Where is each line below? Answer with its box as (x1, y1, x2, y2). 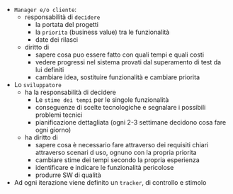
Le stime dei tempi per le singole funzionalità (35, 96, 169, 104)
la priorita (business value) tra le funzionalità (35, 28, 170, 36)
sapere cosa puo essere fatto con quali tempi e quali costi (35, 50, 204, 59)
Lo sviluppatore (13, 81, 62, 89)
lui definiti (35, 66, 64, 74)
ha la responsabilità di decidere (24, 88, 117, 96)
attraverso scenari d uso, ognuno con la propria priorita (35, 148, 197, 156)
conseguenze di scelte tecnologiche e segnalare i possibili (35, 103, 206, 111)
